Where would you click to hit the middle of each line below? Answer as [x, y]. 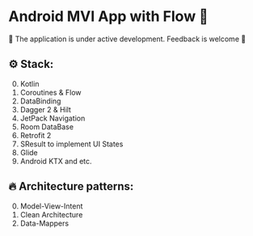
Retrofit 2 [36, 135]
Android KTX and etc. [56, 161]
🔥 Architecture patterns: [71, 186]
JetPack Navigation [53, 118]
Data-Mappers [44, 223]
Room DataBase [47, 126]
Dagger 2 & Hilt [45, 109]
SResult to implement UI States [72, 144]
